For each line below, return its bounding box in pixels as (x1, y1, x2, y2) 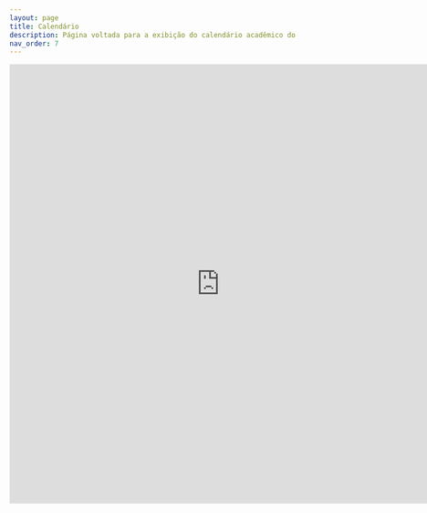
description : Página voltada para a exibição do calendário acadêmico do (9, 30, 297, 39)
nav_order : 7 (9, 38, 59, 48)
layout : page (9, 13, 59, 23)
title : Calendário (9, 22, 79, 31)
